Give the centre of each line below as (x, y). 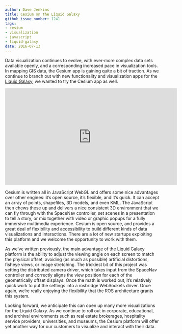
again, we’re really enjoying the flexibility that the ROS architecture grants (79, 291)
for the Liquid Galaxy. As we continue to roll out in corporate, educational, (79, 310)
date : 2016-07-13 (23, 46)
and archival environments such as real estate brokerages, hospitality (75, 316)
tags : (11, 23)
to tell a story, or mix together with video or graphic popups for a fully (75, 218)
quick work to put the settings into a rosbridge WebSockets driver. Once (78, 285)
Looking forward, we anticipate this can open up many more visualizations (80, 305)
